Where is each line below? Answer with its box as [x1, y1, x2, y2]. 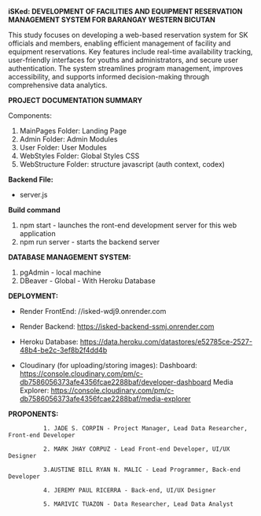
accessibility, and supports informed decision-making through [8, 72, 210, 81]
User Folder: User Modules [19, 143, 108, 152]
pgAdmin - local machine [19, 267, 101, 277]
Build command [8, 205, 61, 215]
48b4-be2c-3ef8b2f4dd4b [19, 345, 108, 355]
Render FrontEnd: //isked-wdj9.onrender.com [19, 307, 167, 315]
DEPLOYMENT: [8, 291, 59, 300]
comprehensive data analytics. [8, 80, 108, 90]
